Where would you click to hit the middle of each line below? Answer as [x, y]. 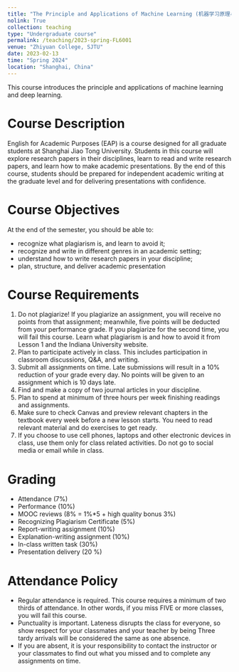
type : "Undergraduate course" [52, 34]
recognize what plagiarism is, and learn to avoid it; [91, 243]
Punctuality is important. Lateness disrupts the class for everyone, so [119, 623]
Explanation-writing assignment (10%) [74, 537]
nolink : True [27, 21]
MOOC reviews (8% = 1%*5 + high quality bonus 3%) [97, 514]
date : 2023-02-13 [33, 54]
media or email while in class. [61, 451]
